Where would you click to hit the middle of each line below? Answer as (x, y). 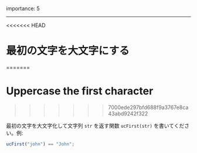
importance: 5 (23, 8)
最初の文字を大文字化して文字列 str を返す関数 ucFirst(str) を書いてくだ (95, 125)
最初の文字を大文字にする (68, 51)
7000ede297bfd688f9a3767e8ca (148, 107)
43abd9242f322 (128, 113)
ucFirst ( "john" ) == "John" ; (40, 144)
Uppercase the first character (80, 91)
